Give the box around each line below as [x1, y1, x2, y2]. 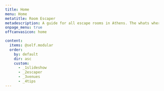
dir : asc [14, 56, 32, 61]
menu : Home [5, 12, 27, 16]
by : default [14, 52, 38, 57]
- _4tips [18, 79, 36, 84]
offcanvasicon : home [5, 30, 47, 34]
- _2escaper [18, 70, 42, 75]
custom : [14, 61, 29, 66]
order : [9, 47, 23, 52]
